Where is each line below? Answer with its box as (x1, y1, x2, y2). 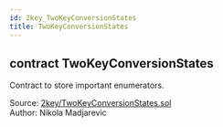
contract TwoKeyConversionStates (9, 56, 214, 71)
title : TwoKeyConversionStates (9, 22, 129, 31)
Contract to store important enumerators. (9, 79, 165, 91)
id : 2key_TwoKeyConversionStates (9, 13, 137, 23)
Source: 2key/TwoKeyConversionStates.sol (9, 98, 172, 109)
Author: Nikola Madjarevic (9, 107, 107, 119)
